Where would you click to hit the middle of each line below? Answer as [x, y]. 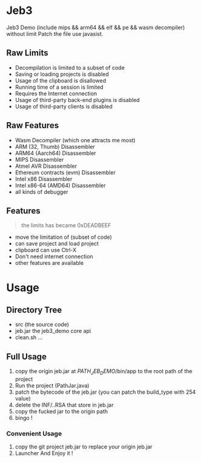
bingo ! [24, 417]
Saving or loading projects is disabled [62, 74]
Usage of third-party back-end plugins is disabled [77, 100]
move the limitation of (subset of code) [63, 237]
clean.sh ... [29, 337]
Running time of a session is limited [59, 87]
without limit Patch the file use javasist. [55, 33]
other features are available [49, 263]
